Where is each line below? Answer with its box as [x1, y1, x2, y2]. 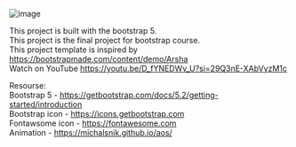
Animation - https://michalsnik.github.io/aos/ [9, 128, 173, 137]
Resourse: [9, 81, 46, 90]
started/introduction [9, 99, 83, 110]
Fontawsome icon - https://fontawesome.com [9, 118, 177, 128]
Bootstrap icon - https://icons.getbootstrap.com [9, 109, 185, 119]
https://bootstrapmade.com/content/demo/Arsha [9, 54, 188, 64]
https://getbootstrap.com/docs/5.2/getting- [59, 89, 220, 100]
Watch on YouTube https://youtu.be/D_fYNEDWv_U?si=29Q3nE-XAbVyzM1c [9, 63, 287, 73]
